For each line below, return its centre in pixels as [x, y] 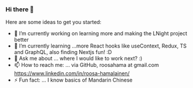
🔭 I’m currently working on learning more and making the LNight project [101, 33]
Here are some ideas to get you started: [54, 22]
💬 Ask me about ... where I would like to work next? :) [78, 59]
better [21, 40]
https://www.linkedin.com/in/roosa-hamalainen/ [72, 73]
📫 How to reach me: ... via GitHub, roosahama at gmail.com [86, 65]
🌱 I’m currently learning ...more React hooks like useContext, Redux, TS [100, 46]
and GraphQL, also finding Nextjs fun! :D [63, 52]
